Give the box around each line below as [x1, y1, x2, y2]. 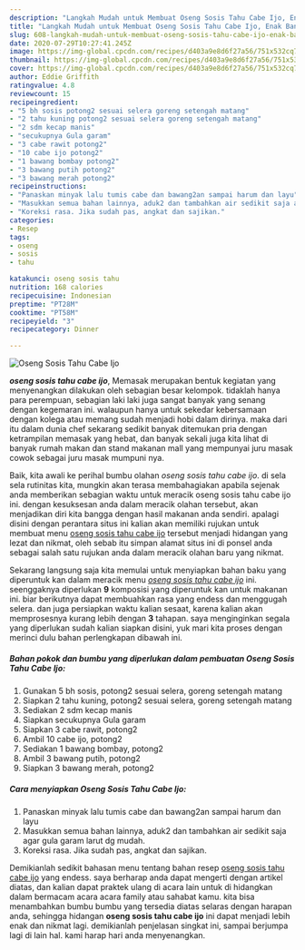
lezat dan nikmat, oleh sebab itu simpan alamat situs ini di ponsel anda [9, 537, 273, 549]
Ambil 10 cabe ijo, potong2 [22, 734, 123, 745]
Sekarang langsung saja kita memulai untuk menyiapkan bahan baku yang [9, 564, 287, 576]
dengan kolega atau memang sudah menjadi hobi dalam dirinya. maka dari [9, 414, 288, 425]
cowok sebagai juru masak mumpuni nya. [9, 453, 165, 464]
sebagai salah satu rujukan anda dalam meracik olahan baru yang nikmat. [9, 547, 284, 558]
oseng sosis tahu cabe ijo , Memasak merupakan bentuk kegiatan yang [9, 376, 277, 387]
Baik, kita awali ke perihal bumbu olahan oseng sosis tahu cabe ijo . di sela [9, 470, 286, 481]
